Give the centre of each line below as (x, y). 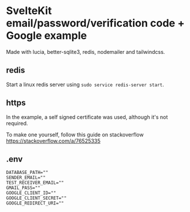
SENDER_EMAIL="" (26, 178)
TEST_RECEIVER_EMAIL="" (35, 183)
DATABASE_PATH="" (27, 173)
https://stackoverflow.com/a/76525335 (53, 141)
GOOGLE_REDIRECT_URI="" (35, 203)
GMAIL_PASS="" (23, 188)
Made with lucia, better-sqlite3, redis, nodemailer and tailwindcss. (86, 52)
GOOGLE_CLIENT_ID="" (31, 193)
